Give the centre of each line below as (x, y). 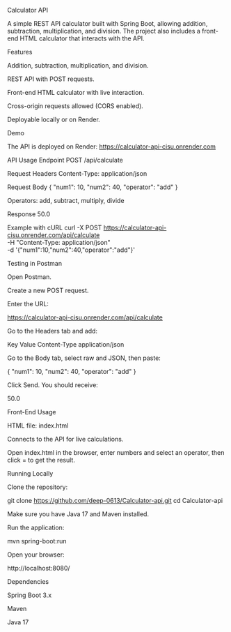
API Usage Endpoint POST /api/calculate (65, 160)
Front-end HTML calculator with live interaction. (76, 92)
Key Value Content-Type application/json (66, 344)
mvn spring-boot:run (37, 541)
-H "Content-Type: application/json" (59, 242)
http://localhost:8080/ (39, 568)
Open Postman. (30, 277)
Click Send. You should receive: (53, 385)
